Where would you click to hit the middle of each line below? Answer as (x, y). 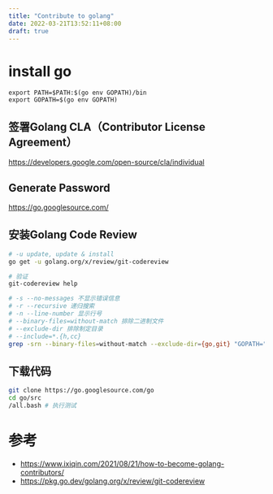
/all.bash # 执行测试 (43, 405)
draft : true (28, 31)
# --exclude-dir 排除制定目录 (56, 329)
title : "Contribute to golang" (61, 16)
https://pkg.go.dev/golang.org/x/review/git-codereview (113, 481)
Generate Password (60, 188)
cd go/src (25, 398)
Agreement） (43, 142)
